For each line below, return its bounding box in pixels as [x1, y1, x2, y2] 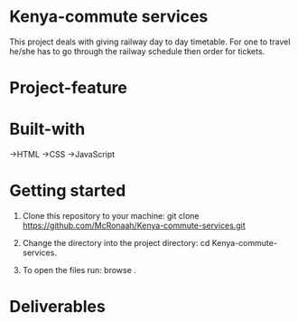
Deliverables [9, 297, 106, 317]
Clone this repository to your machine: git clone [22, 211, 200, 221]
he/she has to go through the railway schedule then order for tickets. [9, 45, 265, 56]
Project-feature [9, 78, 128, 99]
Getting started [9, 181, 126, 201]
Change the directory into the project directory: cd [22, 238, 210, 248]
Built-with [9, 119, 86, 139]
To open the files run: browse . [22, 265, 137, 275]
